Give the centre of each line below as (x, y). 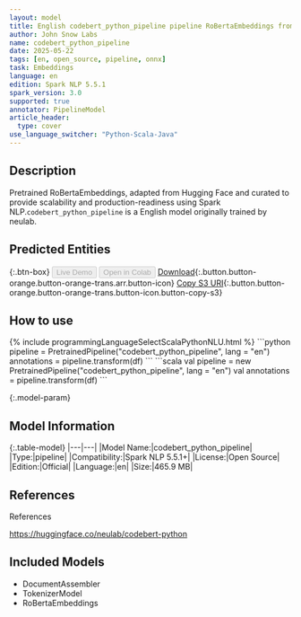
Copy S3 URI (200, 283)
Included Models (57, 562)
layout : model (36, 18)
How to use (41, 320)
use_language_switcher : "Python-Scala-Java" (94, 135)
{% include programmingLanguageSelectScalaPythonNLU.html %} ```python (150, 342)
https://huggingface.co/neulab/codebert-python (99, 533)
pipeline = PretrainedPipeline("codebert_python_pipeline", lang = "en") (140, 352)
